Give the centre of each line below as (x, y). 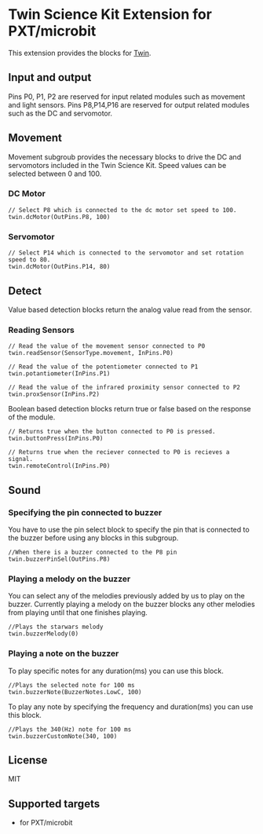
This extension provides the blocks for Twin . (80, 53)
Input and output (50, 77)
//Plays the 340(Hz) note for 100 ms (70, 729)
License (28, 760)
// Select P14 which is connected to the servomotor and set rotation (126, 253)
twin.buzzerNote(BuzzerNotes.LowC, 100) (75, 692)
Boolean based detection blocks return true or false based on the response (130, 409)
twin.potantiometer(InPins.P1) (59, 374)
